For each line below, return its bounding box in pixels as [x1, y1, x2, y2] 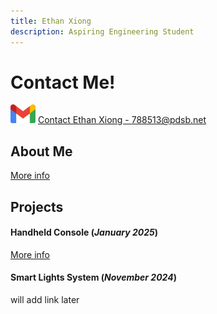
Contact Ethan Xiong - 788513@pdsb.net [37, 114, 207, 126]
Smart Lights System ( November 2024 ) [10, 271, 177, 284]
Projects [10, 198, 64, 215]
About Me [10, 143, 73, 160]
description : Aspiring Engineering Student [10, 26, 195, 37]
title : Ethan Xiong [10, 16, 92, 26]
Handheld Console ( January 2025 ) [10, 226, 158, 239]
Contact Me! [10, 71, 116, 94]
